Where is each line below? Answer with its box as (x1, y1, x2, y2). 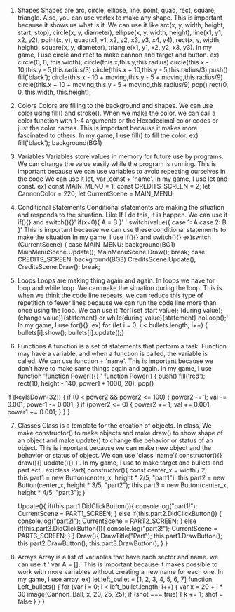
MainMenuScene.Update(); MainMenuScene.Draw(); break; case (17, 248, 206, 256)
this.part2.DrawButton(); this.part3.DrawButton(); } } (17, 539, 168, 548)
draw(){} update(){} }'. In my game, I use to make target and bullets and (17, 458, 224, 467)
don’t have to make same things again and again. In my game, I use (17, 365, 212, 372)
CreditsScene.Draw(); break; (17, 263, 100, 271)
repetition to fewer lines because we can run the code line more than (17, 299, 217, 307)
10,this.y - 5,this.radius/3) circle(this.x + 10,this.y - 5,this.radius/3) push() (17, 66, 228, 74)
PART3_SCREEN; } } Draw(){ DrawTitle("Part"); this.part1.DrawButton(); (17, 532, 222, 540)
